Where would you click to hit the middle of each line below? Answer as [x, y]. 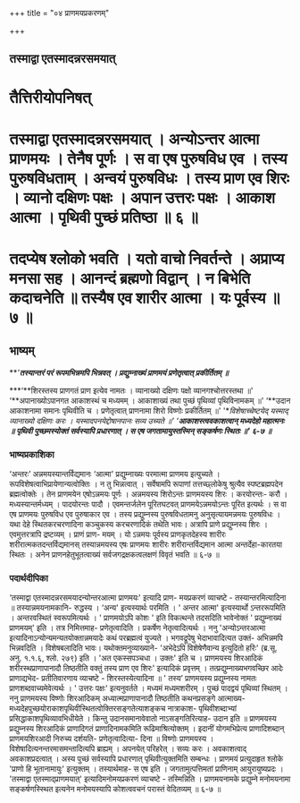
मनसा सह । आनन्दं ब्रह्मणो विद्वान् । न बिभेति [130, 278]
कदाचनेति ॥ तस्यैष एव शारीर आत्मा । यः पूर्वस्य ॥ [145, 298]
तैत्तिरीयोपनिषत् [50, 97]
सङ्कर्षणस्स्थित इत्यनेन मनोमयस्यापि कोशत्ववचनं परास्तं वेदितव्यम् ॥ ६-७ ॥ [115, 789]
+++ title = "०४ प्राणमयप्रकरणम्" [59, 13]
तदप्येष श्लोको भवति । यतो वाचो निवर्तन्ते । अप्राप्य [147, 258]
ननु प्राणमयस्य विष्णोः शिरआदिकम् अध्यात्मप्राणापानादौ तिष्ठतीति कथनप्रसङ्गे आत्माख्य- [127, 698]
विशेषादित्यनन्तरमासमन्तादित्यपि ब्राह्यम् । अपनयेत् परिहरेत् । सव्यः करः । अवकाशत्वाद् [128, 749]
